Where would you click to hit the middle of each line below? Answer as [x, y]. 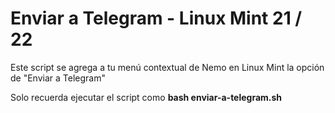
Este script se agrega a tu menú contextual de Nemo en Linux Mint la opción [167, 67]
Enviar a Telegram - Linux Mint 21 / [156, 18]
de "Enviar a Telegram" [58, 78]
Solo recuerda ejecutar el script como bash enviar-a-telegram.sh [146, 97]
